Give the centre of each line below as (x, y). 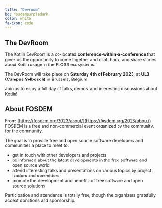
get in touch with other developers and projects (59, 155)
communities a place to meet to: (37, 145)
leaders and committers (36, 176)
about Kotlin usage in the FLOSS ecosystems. (50, 65)
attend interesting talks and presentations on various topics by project (82, 170)
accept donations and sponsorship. (40, 200)
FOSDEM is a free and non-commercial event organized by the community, (80, 126)
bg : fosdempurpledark (27, 14)
